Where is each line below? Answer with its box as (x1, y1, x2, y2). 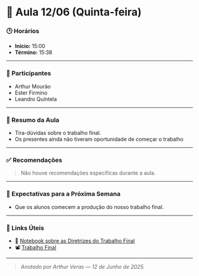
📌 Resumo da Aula (6, 116, 60, 124)
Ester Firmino (14, 89, 47, 96)
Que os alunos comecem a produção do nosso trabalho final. (14, 203, 164, 210)
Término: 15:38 (14, 49, 53, 56)
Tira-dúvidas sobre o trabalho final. (14, 129, 101, 137)
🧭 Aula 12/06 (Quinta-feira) (6, 5, 142, 19)
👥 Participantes (6, 69, 52, 78)
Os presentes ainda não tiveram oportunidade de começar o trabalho (14, 136, 184, 143)
